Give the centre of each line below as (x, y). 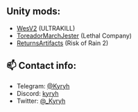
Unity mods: (33, 11)
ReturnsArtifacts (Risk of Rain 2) (62, 43)
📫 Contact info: (42, 66)
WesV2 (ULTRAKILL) (46, 28)
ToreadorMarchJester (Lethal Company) (74, 35)
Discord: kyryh (37, 93)
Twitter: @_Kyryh (41, 101)
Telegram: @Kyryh (43, 86)
